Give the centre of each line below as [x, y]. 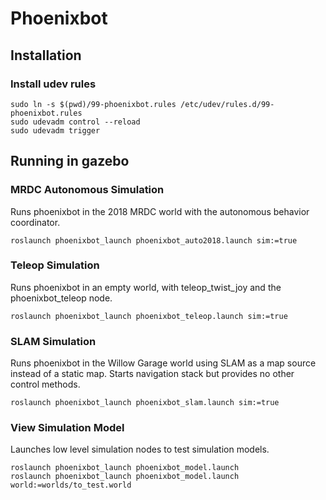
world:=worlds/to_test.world [71, 485]
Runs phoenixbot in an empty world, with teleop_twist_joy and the [146, 287]
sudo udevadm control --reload [75, 122]
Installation [46, 55]
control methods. [45, 384]
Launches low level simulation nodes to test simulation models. [140, 449]
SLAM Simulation [53, 341]
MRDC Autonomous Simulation [87, 190]
